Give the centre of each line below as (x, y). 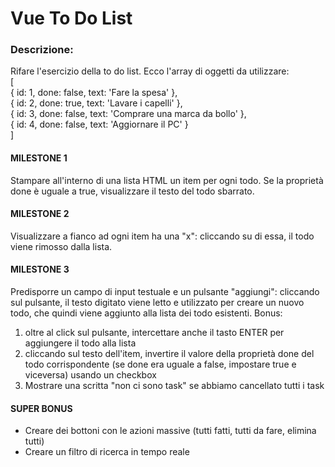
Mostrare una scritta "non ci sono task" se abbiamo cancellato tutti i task (174, 386)
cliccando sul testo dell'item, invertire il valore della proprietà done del (169, 354)
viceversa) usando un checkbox (90, 375)
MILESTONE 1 (39, 158)
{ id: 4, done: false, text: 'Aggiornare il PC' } (99, 124)
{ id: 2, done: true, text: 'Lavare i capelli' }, (96, 103)
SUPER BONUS (41, 408)
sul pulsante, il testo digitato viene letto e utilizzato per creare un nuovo (157, 303)
